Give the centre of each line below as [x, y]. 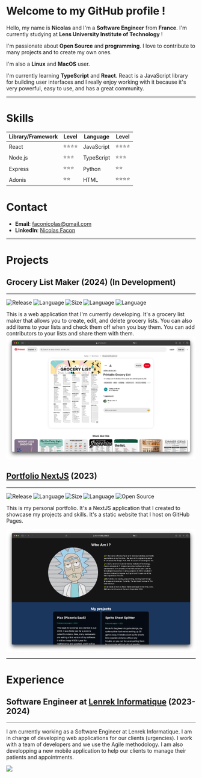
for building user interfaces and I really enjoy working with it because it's [96, 82]
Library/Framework [33, 137]
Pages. [15, 521]
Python [92, 169]
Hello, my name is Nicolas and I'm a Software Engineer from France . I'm [97, 28]
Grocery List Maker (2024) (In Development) [91, 282]
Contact [27, 207]
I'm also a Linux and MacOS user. [48, 64]
